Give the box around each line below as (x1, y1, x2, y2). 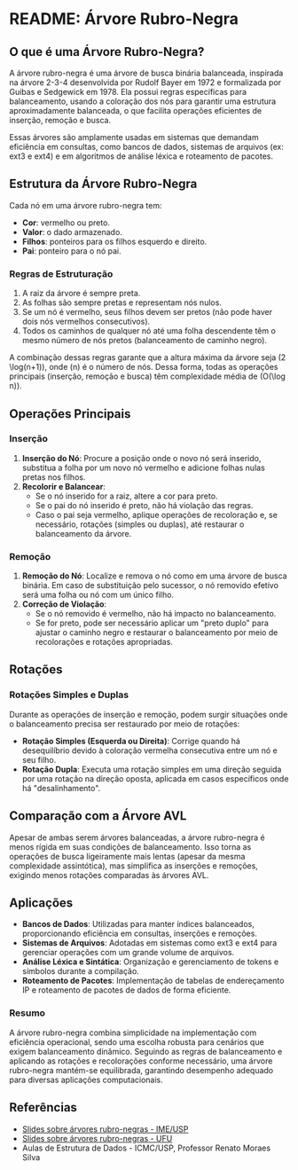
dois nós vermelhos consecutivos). (21, 316, 151, 327)
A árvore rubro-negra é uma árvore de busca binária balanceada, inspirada (9, 67, 284, 78)
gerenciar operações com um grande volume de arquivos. (21, 947, 235, 958)
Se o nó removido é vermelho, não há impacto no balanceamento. (35, 609, 277, 619)
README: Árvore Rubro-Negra (9, 9, 239, 29)
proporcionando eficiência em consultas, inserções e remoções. (21, 928, 257, 939)
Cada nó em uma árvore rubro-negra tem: (9, 200, 162, 210)
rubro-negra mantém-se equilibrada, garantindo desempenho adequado (9, 1064, 274, 1075)
